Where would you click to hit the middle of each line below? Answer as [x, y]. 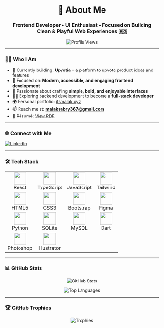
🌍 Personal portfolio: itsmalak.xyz [46, 101]
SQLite [50, 228]
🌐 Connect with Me [29, 133]
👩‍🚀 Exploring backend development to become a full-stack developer [83, 96]
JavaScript [79, 187]
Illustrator [50, 248]
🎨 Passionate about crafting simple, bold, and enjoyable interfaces [80, 91]
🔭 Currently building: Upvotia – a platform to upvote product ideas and [83, 70]
